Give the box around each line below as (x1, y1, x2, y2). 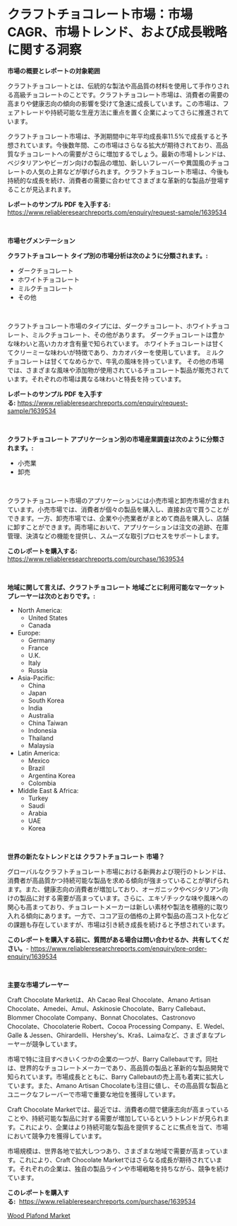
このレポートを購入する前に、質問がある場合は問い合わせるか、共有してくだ (7, 935, 229, 944)
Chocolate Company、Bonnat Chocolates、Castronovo (35, 1013, 196, 1022)
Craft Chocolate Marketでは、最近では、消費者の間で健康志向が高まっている (7, 1105, 229, 1114)
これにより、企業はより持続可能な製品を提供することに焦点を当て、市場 (18, 1123, 229, 1131)
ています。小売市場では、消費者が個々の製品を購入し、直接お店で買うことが (7, 505, 229, 514)
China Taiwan (28, 719, 68, 727)
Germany (28, 636, 55, 644)
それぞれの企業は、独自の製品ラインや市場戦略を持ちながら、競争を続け (18, 1164, 229, 1173)
